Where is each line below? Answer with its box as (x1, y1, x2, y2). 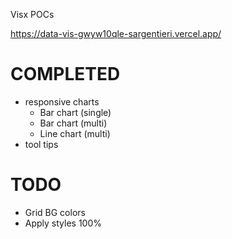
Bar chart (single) (39, 106, 112, 118)
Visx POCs (10, 9, 55, 20)
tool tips (24, 138, 59, 150)
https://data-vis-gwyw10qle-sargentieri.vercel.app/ (10, 28, 222, 39)
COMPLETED (10, 63, 121, 86)
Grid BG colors (24, 206, 86, 218)
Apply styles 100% (24, 217, 103, 229)
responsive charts (24, 95, 100, 108)
